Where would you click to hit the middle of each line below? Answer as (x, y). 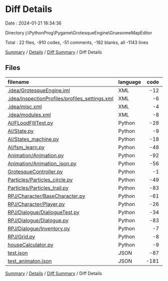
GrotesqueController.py (35, 171)
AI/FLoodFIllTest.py (30, 122)
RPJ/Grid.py (21, 236)
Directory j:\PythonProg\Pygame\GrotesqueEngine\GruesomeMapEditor (79, 32)
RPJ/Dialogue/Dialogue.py (38, 220)
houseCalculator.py (30, 244)
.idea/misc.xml (25, 106)
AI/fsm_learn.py (26, 147)
